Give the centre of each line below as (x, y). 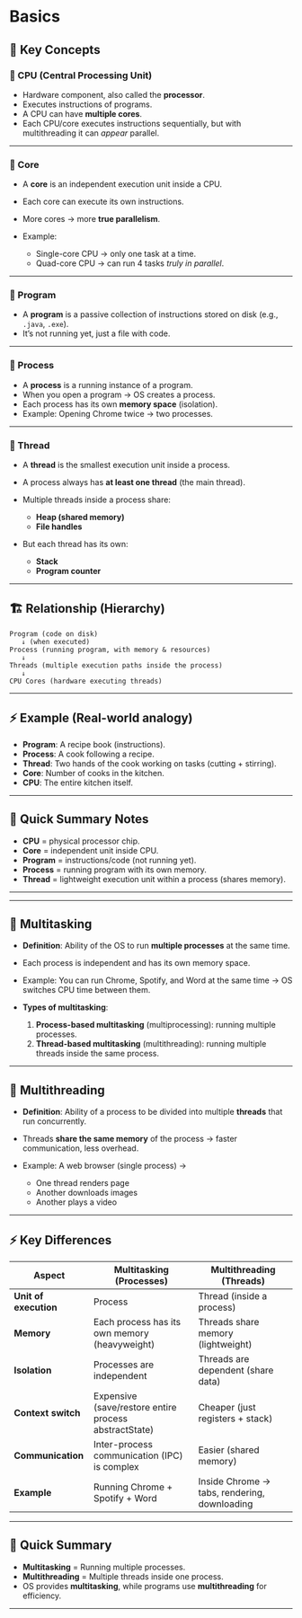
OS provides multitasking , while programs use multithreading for (145, 1586)
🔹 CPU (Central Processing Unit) (81, 75)
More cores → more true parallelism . (91, 219)
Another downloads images (86, 1193)
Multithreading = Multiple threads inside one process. (123, 1576)
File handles (59, 526)
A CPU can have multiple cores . (82, 113)
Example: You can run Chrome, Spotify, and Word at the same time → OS (157, 980)
